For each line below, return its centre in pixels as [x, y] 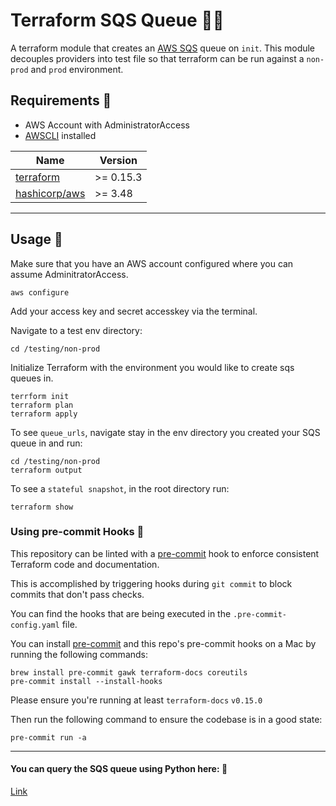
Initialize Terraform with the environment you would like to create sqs [152, 367]
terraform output [46, 470]
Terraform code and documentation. [85, 564]
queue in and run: [46, 443]
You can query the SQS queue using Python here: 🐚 [119, 769]
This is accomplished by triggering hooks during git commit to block [151, 583]
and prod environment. [77, 69]
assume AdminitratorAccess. [69, 274]
